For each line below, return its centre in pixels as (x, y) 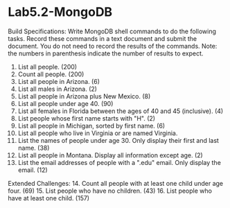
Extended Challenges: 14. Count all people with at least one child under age (116, 183)
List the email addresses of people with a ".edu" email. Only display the (119, 162)
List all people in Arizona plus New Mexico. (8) (84, 96)
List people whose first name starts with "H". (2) (86, 118)
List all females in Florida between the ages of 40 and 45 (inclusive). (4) (121, 111)
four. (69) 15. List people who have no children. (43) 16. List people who (110, 191)
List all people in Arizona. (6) (59, 81)
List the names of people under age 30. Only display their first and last (118, 140)
